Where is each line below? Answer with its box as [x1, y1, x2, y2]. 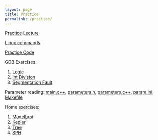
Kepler [12, 119, 26, 125]
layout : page [5, 7, 32, 12]
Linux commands [5, 40, 41, 46]
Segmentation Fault [12, 79, 53, 85]
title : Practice [5, 12, 39, 17]
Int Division [12, 74, 36, 80]
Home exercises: [5, 104, 40, 110]
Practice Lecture [5, 30, 39, 36]
